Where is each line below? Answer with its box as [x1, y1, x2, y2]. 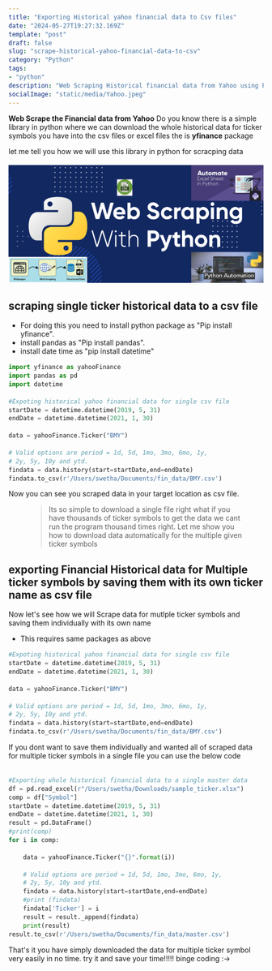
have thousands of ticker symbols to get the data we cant [48, 513, 240, 523]
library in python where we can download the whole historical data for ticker [8, 122, 263, 131]
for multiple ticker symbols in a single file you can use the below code [8, 751, 241, 761]
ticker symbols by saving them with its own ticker [8, 575, 264, 589]
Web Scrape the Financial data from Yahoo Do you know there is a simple [8, 114, 257, 123]
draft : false [8, 39, 53, 47]
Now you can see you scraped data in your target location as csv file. [8, 489, 240, 499]
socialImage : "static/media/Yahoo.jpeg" [8, 90, 147, 98]
